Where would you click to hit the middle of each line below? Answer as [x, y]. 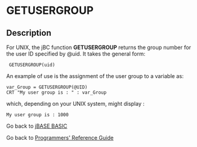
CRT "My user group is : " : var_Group [57, 93]
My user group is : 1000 [37, 115]
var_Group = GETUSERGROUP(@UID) [47, 87]
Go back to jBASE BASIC [37, 126]
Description [29, 33]
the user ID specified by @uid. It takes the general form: [76, 54]
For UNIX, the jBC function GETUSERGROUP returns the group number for [99, 47]
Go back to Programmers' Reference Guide [60, 138]
